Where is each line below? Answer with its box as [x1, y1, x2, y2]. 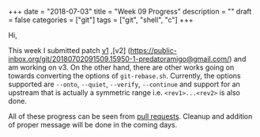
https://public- [130, 46, 178, 55]
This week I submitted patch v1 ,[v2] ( [8, 46, 130, 55]
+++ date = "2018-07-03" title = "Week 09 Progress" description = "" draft [8, 7, 252, 16]
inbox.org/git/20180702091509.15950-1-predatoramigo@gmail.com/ [8, 55, 230, 63]
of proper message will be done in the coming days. [8, 120, 178, 129]
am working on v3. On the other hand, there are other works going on [8, 63, 235, 72]
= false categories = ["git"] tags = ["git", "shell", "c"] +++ [8, 15, 194, 25]
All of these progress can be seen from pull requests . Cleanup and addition [8, 112, 253, 121]
